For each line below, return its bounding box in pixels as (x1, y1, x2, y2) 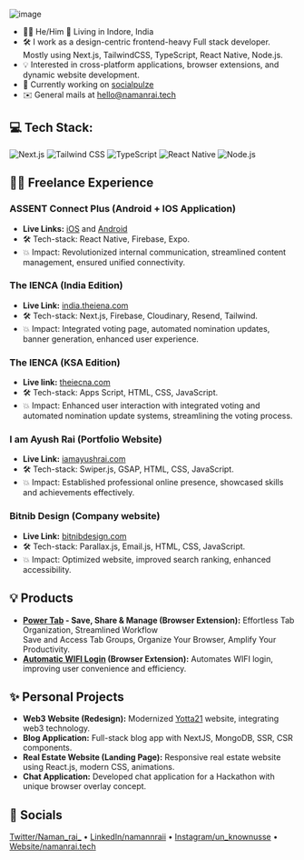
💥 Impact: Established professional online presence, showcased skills (22, 477, 284, 488)
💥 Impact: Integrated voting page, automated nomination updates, (22, 323, 270, 334)
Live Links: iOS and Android (22, 223, 128, 234)
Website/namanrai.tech (9, 841, 97, 852)
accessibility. (22, 564, 72, 575)
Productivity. (22, 644, 71, 655)
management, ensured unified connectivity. (22, 256, 186, 267)
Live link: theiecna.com (22, 377, 111, 388)
